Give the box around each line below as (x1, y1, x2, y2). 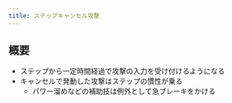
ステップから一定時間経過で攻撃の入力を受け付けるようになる (19, 66, 226, 76)
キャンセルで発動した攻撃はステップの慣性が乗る (19, 76, 183, 86)
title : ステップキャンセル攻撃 (8, 11, 100, 20)
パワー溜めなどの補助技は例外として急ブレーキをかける (31, 86, 216, 97)
